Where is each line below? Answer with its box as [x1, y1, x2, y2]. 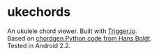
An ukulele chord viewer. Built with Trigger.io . [7, 27, 137, 35]
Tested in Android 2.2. [7, 41, 71, 49]
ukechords [7, 4, 71, 20]
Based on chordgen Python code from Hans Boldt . [7, 34, 152, 42]
